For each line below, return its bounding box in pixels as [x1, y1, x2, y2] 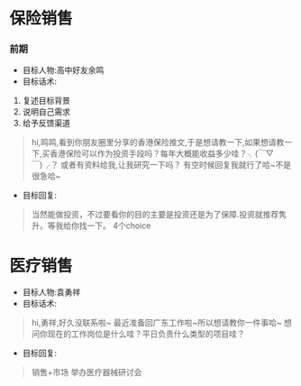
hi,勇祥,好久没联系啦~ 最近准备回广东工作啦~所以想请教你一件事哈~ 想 [31, 317, 293, 328]
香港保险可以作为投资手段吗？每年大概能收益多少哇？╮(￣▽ [49, 148, 275, 159]
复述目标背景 [22, 96, 70, 106]
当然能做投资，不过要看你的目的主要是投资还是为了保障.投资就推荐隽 [31, 209, 287, 220]
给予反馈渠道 [22, 118, 70, 129]
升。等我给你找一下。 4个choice [31, 220, 151, 231]
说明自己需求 [22, 106, 70, 117]
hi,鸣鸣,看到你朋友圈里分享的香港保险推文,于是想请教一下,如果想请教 [31, 137, 285, 148]
